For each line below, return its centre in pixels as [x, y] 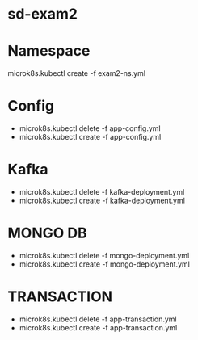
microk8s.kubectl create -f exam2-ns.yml [77, 73]
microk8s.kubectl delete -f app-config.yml [90, 128]
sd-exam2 [43, 14]
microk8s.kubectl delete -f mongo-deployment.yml [104, 255]
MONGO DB [47, 233]
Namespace [49, 51]
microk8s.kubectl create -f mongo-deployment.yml [105, 264]
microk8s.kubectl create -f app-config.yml [90, 137]
